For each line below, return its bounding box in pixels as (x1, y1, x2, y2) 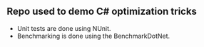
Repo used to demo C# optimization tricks (6, 6, 198, 18)
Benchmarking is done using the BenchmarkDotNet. (16, 32, 170, 40)
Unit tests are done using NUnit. (16, 24, 111, 32)
